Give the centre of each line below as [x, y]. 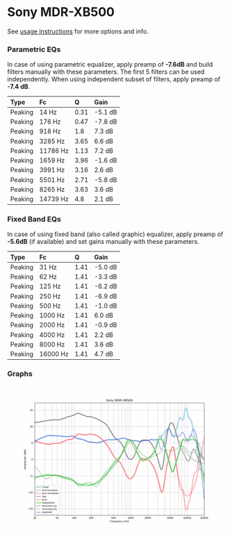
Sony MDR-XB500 [61, 12]
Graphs [20, 374]
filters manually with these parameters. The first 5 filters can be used [106, 72]
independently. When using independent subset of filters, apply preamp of [114, 79]
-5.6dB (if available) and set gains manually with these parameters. [103, 242]
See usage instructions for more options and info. [78, 31]
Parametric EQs [34, 49]
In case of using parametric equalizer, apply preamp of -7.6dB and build [110, 65]
